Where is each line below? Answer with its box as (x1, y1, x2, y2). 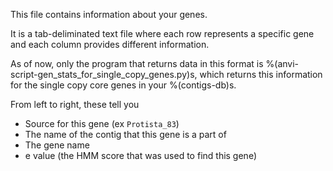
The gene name (24, 139, 90, 151)
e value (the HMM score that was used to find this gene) (24, 150, 258, 161)
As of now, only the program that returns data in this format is (10, 58, 264, 69)
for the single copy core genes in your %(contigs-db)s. (10, 79, 237, 91)
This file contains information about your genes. (10, 9, 208, 20)
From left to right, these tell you (10, 99, 140, 110)
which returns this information (199, 69, 323, 80)
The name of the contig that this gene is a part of (24, 129, 227, 140)
